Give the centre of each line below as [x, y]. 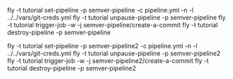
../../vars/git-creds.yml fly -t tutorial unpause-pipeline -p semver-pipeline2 [114, 53]
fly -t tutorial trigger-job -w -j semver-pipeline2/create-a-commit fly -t [108, 61]
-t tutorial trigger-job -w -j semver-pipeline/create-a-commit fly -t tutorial [113, 25]
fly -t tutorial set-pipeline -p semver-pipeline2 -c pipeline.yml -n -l [102, 46]
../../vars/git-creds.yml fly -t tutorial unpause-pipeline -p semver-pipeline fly [116, 17]
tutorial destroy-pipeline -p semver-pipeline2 [72, 68]
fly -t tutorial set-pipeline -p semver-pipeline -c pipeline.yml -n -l [100, 10]
